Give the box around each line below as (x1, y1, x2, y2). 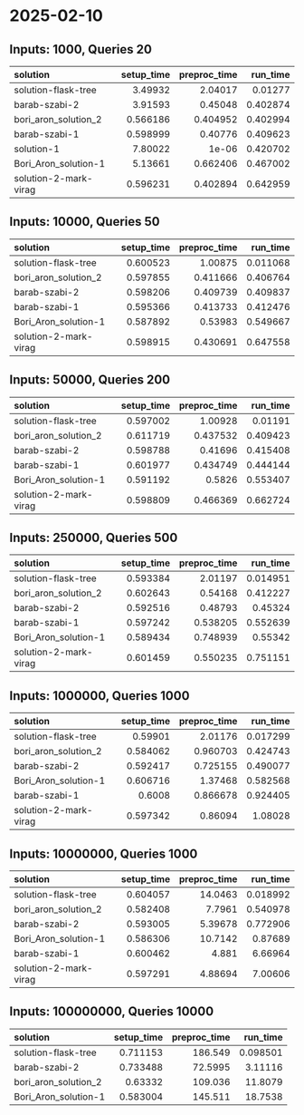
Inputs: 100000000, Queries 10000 (9, 1003, 214, 1020)
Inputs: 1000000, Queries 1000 (9, 688, 190, 703)
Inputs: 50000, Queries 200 (9, 373, 171, 388)
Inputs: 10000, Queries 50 (9, 214, 160, 229)
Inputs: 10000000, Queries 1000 (9, 846, 198, 861)
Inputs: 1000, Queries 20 (9, 42, 152, 57)
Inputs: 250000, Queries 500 (9, 530, 178, 546)
